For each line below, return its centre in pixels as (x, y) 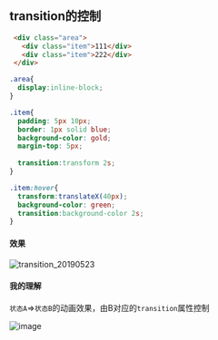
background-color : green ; (67, 205)
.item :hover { (34, 188)
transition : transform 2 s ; (67, 163)
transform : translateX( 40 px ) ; (73, 196)
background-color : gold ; (64, 138)
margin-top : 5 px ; (50, 146)
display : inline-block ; (60, 88)
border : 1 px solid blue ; (64, 130)
